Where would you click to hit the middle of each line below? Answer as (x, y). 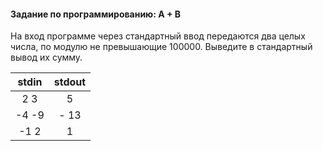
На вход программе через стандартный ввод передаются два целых (158, 36)
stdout (70, 82)
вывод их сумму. (46, 57)
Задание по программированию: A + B (96, 14)
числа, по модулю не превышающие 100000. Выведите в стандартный (161, 47)
